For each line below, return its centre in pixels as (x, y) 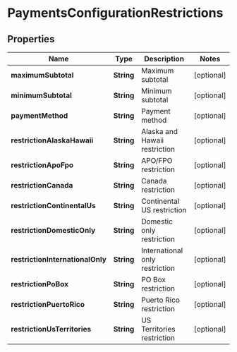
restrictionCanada (42, 185)
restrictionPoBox (40, 284)
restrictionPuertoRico (48, 304)
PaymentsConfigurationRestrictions (115, 13)
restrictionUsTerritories (51, 329)
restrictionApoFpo (42, 165)
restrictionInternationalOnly (59, 259)
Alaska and (159, 132)
